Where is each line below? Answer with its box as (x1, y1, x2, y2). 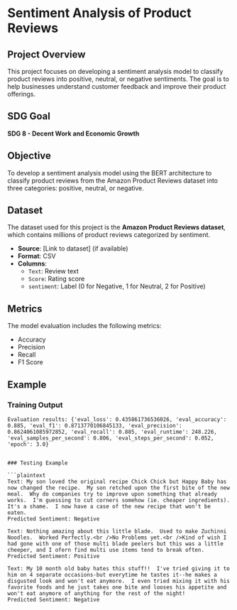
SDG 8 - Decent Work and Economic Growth (7, 129, 140, 138)
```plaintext (7, 472, 46, 479)
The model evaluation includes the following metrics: (7, 322, 162, 330)
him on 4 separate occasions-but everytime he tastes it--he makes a (7, 571, 218, 578)
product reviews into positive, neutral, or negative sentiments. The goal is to (7, 75, 229, 83)
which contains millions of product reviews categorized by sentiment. (7, 231, 211, 239)
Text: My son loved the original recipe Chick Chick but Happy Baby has (7, 478, 227, 485)
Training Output (7, 400, 63, 410)
